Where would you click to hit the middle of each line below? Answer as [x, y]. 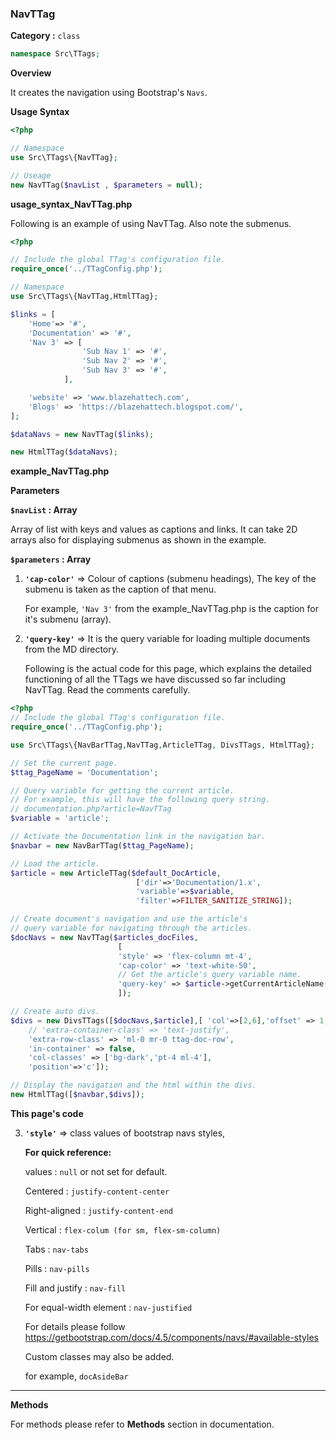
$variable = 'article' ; [60, 818]
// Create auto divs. [55, 1012]
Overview [31, 73]
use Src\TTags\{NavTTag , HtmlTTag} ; [84, 297]
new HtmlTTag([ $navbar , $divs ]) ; [77, 1095]
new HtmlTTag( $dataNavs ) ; [64, 452]
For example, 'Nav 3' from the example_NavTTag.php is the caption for [172, 609]
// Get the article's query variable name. [209, 975]
